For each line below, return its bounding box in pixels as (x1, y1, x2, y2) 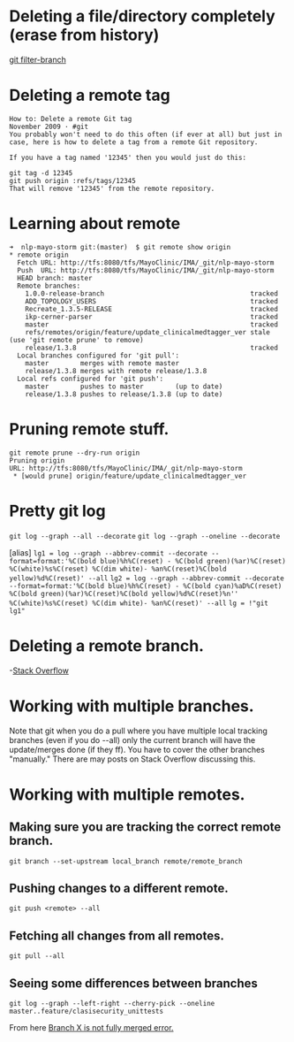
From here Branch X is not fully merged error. (9, 1023, 174, 1032)
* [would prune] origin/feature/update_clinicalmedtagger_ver (12, 471, 247, 480)
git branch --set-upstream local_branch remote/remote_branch (9, 856, 243, 866)
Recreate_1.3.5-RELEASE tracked (25, 304, 278, 313)
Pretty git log (9, 501, 106, 521)
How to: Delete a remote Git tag (9, 114, 132, 123)
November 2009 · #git (9, 122, 89, 131)
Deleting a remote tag (9, 86, 170, 105)
